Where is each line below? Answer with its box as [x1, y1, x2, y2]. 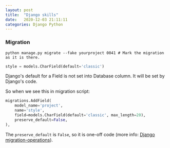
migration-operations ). [5, 137, 53, 143]
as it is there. [5, 55, 40, 60]
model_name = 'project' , [14, 103, 63, 108]
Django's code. [5, 78, 37, 84]
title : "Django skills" [5, 12, 59, 17]
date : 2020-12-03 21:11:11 [5, 17, 68, 22]
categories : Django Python [5, 22, 63, 27]
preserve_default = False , [14, 117, 68, 122]
